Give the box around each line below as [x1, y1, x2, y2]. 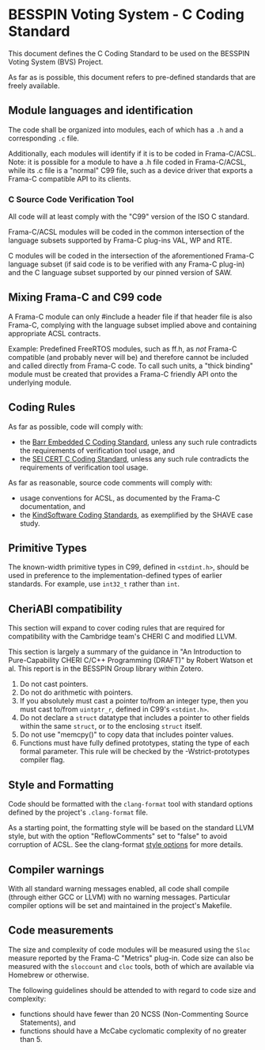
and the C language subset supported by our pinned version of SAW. [8, 268, 233, 278]
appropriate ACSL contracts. [8, 328, 101, 338]
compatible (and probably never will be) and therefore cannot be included [8, 352, 249, 362]
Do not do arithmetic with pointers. [19, 688, 133, 697]
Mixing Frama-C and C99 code [8, 291, 162, 305]
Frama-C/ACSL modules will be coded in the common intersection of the [8, 228, 245, 237]
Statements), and [19, 1017, 77, 1027]
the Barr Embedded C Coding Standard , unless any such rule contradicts [19, 437, 257, 446]
